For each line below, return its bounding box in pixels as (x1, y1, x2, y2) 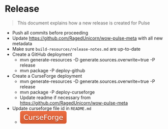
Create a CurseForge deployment (12, 73, 82, 79)
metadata (12, 40, 33, 46)
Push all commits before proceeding (12, 29, 89, 36)
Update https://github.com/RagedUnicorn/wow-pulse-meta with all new (12, 35, 163, 41)
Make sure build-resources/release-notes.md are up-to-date (12, 46, 141, 52)
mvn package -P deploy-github (19, 67, 86, 74)
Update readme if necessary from (19, 94, 91, 101)
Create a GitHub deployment (12, 51, 72, 57)
